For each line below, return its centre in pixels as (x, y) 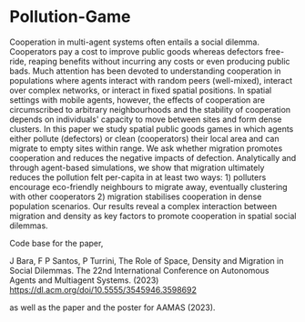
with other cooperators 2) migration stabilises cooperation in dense (136, 196)
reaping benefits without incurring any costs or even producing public (159, 61)
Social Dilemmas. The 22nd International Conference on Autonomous (139, 270)
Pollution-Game (70, 17)
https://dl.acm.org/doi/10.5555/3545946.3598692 (103, 289)
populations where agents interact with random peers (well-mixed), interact (151, 80)
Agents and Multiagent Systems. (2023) (84, 280)
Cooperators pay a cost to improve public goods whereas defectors (137, 51)
